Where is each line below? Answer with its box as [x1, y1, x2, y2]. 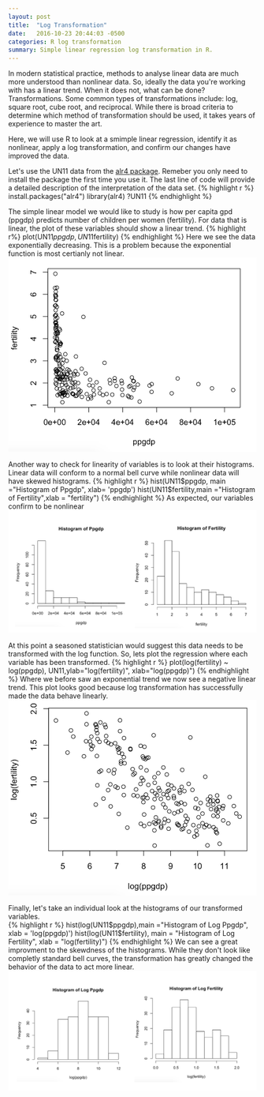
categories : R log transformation [8, 38, 122, 46]
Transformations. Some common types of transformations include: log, [8, 94, 238, 103]
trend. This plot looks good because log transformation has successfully [8, 682, 244, 692]
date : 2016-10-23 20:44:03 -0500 [8, 29, 125, 37]
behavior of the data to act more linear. [8, 962, 135, 971]
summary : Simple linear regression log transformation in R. [8, 46, 214, 54]
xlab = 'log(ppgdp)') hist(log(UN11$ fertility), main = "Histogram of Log [8, 929, 235, 938]
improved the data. [8, 151, 69, 161]
